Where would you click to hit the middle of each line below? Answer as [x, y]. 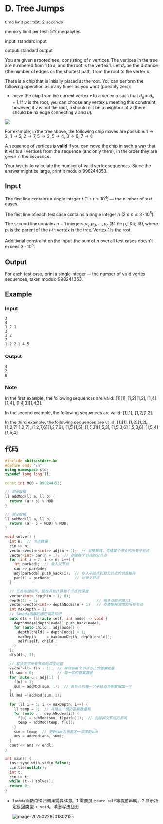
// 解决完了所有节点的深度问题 [36, 664]
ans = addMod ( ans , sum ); [39, 736]
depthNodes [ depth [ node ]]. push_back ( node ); [57, 623]
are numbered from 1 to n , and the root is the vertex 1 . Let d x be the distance [81, 66]
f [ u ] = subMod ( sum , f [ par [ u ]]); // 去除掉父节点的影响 [72, 718]
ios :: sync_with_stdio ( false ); [40, 763]
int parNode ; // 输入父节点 [41, 564]
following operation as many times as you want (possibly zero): [68, 86]
